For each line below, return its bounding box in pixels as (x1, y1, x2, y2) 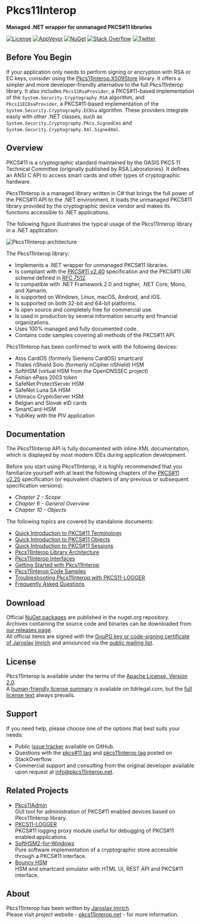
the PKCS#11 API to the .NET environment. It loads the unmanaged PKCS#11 (6, 196, 192, 203)
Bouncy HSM (14, 859, 48, 866)
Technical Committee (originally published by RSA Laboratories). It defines (6, 165, 190, 172)
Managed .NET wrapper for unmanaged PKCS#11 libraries (6, 23, 152, 31)
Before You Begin (6, 52, 72, 63)
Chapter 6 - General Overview (14, 500, 90, 507)
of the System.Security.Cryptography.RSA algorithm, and (6, 93, 145, 101)
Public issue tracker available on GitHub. (14, 743, 115, 750)
